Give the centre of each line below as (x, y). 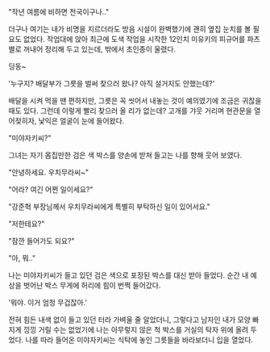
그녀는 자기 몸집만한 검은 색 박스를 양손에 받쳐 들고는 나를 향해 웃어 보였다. (125, 155)
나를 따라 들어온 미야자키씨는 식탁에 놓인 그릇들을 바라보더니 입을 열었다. (139, 340)
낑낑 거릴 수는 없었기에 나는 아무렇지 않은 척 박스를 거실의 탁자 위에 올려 (136, 330)
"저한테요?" (27, 224)
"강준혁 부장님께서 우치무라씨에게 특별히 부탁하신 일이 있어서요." (110, 207)
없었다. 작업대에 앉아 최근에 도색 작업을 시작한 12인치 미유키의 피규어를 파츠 (141, 39)
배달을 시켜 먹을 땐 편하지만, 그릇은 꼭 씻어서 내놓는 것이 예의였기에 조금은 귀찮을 (135, 101)
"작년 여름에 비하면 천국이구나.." (59, 12)
